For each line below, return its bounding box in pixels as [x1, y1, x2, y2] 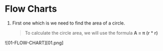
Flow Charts [5, 3, 57, 15]
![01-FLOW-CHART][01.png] [5, 39, 64, 46]
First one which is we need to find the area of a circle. [12, 20, 125, 26]
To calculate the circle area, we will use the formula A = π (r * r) [24, 30, 158, 36]
